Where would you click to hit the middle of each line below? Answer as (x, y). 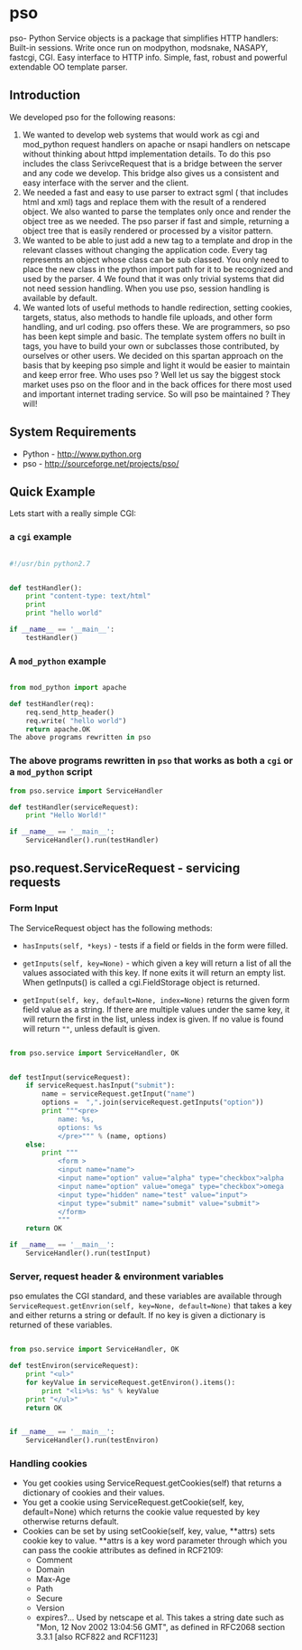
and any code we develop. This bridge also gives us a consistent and (151, 173)
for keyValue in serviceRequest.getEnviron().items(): (131, 1382)
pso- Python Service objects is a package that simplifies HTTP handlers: (144, 38)
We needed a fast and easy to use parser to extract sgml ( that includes (155, 192)
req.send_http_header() (70, 712)
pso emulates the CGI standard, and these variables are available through (146, 1296)
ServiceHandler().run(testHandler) (92, 840)
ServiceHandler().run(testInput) (88, 1254)
